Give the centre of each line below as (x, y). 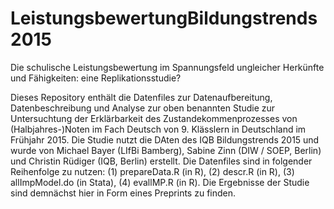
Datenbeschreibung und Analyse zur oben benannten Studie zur (143, 108)
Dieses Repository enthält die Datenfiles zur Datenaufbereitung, (141, 97)
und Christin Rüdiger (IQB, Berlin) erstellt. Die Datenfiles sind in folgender (161, 161)
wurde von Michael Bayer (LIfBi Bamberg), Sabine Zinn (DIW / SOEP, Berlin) (166, 150)
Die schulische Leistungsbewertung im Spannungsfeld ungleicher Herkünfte (167, 67)
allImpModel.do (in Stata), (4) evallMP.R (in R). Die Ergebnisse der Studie (160, 182)
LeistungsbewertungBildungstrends (164, 18)
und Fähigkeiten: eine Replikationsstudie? (96, 78)
